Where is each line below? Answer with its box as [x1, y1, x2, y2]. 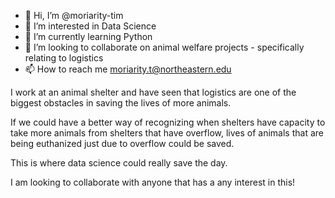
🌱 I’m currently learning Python [24, 31, 153, 42]
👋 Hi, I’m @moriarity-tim [24, 10, 124, 21]
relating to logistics [24, 52, 104, 64]
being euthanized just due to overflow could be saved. [10, 138, 235, 149]
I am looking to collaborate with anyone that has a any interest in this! [10, 176, 296, 188]
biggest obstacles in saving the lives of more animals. [10, 97, 232, 109]
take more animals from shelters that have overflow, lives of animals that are [10, 127, 324, 139]
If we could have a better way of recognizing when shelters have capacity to [10, 116, 326, 128]
